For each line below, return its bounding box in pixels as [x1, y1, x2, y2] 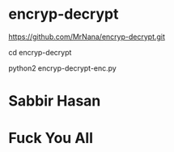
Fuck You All [8, 129, 93, 147]
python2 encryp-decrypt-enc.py [8, 63, 117, 73]
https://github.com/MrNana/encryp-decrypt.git [8, 32, 166, 41]
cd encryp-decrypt [8, 47, 72, 57]
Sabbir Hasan [8, 92, 101, 111]
